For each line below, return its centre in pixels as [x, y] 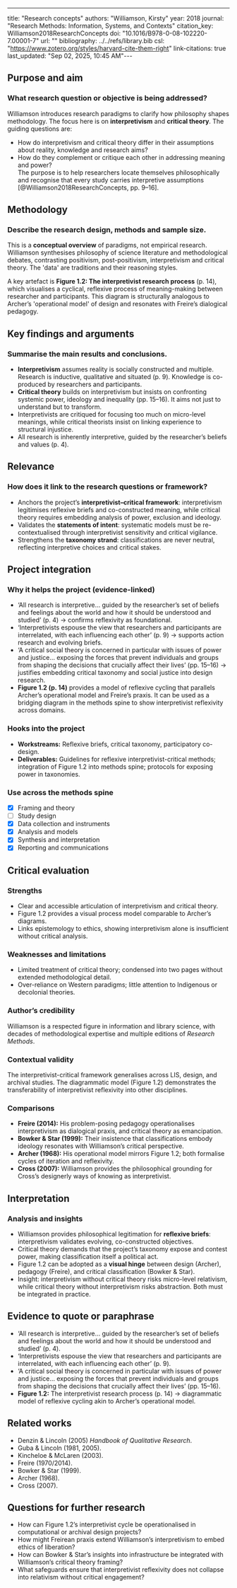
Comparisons [31, 1108]
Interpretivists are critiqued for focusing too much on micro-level [111, 415]
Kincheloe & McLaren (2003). [60, 1455]
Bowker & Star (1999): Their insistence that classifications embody [115, 1139]
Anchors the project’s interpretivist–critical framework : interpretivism [120, 502]
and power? [35, 165]
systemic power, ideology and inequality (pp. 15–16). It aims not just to [119, 400]
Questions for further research [76, 1507]
